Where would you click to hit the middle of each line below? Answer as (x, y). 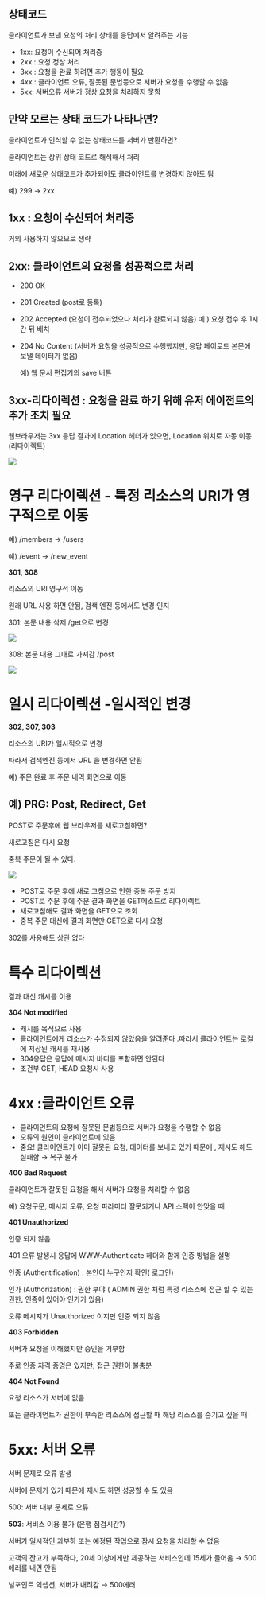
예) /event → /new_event (48, 556)
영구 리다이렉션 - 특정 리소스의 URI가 (121, 496)
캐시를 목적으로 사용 (50, 1028)
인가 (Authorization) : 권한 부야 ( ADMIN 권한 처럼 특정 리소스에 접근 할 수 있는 (131, 1289)
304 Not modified (38, 1012)
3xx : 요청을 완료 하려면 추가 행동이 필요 (82, 72)
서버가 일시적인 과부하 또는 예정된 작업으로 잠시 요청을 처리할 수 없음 (114, 1541)
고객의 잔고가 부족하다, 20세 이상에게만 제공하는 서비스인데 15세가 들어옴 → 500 (133, 1557)
